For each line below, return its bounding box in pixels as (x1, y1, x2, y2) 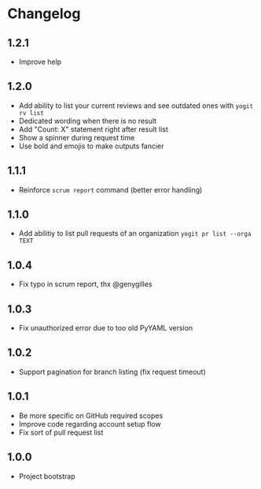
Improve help (18, 57, 62, 66)
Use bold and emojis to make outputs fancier (18, 141, 164, 151)
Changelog (7, 5, 81, 23)
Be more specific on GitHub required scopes (18, 411, 164, 420)
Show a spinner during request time (18, 133, 135, 142)
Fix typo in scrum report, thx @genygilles (18, 279, 153, 289)
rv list (18, 109, 44, 117)
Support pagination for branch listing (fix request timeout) (18, 367, 206, 376)
